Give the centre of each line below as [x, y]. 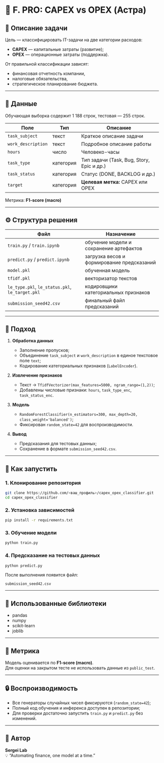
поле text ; [30, 361]
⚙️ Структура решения [41, 220]
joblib [18, 631]
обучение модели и [108, 242]
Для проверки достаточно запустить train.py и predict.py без [77, 713]
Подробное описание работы [116, 144]
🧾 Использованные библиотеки [56, 604]
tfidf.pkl [19, 278]
